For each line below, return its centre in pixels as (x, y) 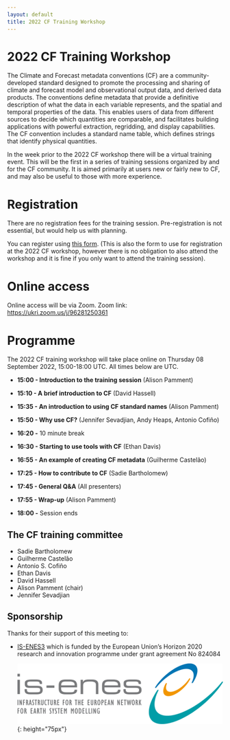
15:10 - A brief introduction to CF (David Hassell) (86, 393)
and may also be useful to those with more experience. (85, 177)
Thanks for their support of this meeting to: (68, 633)
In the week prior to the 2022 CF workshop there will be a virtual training (110, 155)
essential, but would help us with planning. (67, 231)
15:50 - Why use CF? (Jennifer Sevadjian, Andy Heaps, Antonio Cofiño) (118, 420)
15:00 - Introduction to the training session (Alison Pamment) (105, 380)
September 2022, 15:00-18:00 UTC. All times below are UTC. (93, 367)
